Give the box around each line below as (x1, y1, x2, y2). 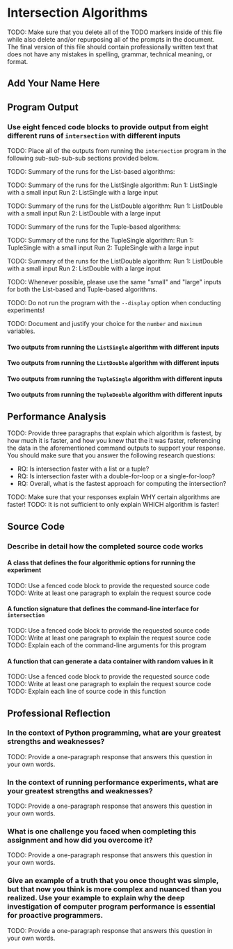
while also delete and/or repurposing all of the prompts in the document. (7, 35, 215, 43)
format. (7, 57, 29, 65)
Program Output (7, 101, 79, 113)
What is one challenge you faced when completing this (7, 827, 197, 836)
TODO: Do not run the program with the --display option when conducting (7, 299, 221, 307)
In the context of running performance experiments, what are (7, 777, 219, 787)
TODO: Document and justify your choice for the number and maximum (7, 320, 202, 328)
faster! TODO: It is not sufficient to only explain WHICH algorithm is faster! (7, 501, 219, 509)
